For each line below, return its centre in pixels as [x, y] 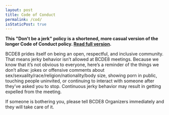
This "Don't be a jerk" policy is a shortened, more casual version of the [82, 39]
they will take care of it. [30, 107]
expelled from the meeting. [34, 92]
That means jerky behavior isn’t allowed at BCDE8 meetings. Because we [82, 60]
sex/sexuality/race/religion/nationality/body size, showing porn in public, [81, 76]
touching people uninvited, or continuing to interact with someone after [80, 81]
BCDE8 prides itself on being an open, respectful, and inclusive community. [84, 54]
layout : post [19, 10]
